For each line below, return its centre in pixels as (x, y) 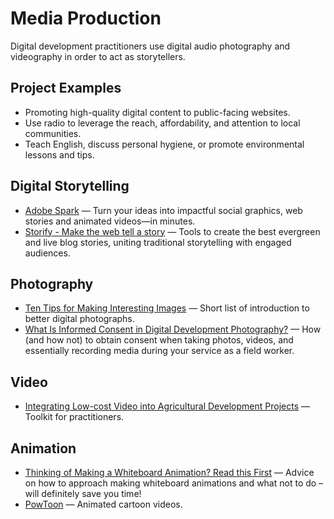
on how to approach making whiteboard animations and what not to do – (174, 483)
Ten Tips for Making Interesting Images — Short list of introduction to (167, 308)
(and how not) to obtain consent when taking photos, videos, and (159, 340)
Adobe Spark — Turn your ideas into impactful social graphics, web (163, 210)
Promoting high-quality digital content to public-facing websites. (157, 112)
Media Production (86, 18)
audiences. (47, 253)
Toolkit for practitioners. (74, 417)
